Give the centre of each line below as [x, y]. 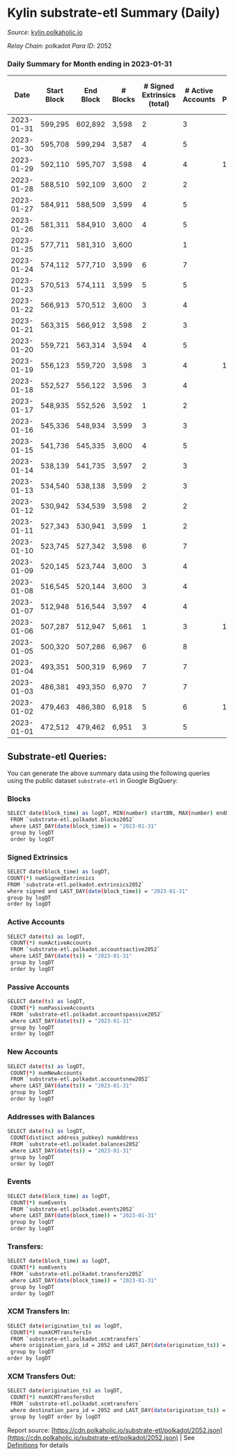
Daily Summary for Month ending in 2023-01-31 [89, 64]
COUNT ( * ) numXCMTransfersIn [51, 1332]
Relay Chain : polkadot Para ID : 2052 [60, 45]
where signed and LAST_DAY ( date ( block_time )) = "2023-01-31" [98, 891]
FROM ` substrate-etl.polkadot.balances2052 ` [76, 1144]
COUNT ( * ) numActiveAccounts [51, 943]
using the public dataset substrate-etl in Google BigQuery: [93, 781]
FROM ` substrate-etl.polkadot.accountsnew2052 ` [80, 1079]
